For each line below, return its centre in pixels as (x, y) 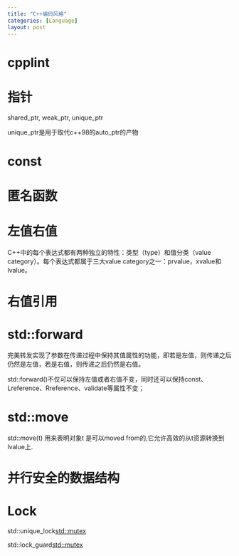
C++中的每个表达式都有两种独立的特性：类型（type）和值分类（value (109, 252)
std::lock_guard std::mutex (45, 545)
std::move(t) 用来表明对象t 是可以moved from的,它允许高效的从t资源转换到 (116, 438)
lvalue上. (20, 446)
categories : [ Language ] (43, 21)
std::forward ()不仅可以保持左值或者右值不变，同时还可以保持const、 (107, 379)
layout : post (27, 27)
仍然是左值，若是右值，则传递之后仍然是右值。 (76, 364)
